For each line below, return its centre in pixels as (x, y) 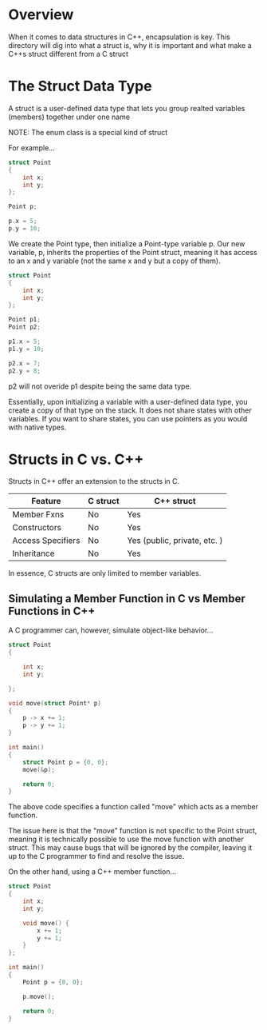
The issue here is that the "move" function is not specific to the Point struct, (133, 831)
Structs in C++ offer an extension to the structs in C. (94, 481)
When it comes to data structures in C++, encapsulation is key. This (120, 37)
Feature (46, 501)
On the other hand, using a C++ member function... (92, 872)
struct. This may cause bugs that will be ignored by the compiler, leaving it (130, 848)
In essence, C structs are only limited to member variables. (105, 573)
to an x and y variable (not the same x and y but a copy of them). (114, 261)
